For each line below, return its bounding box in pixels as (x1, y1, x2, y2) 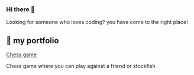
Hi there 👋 (6, 5, 35, 13)
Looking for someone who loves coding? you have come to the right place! (6, 19, 188, 26)
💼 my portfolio (6, 35, 59, 46)
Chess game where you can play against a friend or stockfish (6, 63, 156, 70)
